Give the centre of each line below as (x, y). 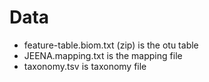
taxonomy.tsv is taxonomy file (85, 66)
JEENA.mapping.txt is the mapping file (103, 55)
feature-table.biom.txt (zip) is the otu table (111, 45)
